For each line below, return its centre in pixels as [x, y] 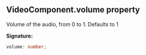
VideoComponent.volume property [73, 10]
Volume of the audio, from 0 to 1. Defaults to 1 [62, 24]
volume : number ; [26, 47]
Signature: [19, 36]
